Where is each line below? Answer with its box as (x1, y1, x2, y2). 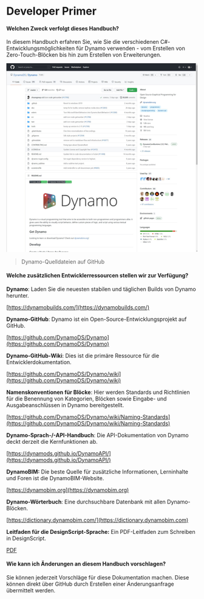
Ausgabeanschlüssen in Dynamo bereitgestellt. (6, 401, 124, 408)
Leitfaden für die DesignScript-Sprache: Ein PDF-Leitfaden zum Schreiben (6, 528, 195, 535)
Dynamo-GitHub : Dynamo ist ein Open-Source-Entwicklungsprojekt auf (6, 315, 187, 323)
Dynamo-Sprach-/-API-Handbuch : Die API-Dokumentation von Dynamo (6, 431, 189, 439)
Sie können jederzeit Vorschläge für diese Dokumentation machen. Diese (6, 573, 189, 581)
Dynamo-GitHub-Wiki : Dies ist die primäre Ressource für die (6, 352, 160, 359)
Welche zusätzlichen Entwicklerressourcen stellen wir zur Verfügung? (6, 272, 189, 279)
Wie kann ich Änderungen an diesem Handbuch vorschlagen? (6, 560, 166, 567)
